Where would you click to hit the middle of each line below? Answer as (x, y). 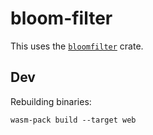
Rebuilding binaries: (51, 101)
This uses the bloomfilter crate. (77, 46)
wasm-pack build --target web (73, 120)
